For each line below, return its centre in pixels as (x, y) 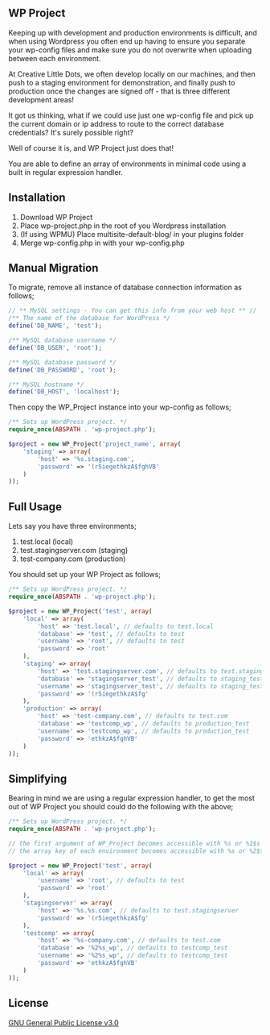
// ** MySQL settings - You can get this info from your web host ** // (133, 311)
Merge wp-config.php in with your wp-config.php (102, 243)
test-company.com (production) (73, 559)
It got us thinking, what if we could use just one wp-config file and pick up (131, 115)
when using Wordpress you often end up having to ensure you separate (127, 41)
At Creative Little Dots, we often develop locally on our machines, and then (132, 74)
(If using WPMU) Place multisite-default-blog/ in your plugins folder (132, 234)
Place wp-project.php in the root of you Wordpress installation (123, 226)
